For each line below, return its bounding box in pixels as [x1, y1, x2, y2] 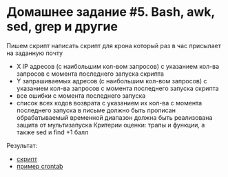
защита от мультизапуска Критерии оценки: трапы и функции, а [16, 121, 205, 129]
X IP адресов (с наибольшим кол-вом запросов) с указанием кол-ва [16, 62, 220, 70]
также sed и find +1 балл [16, 128, 89, 136]
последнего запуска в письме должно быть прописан [16, 106, 176, 114]
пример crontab [16, 162, 63, 170]
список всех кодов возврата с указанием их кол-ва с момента [16, 98, 203, 107]
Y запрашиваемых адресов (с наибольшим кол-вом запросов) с [16, 76, 207, 85]
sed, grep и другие [6, 19, 118, 34]
